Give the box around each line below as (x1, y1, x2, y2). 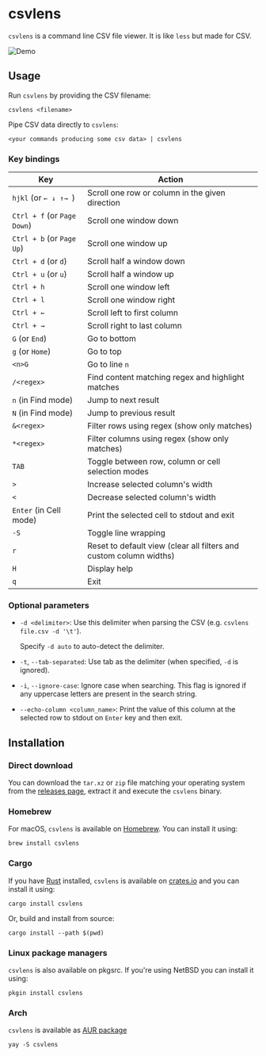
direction (86, 198, 120, 209)
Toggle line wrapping (86, 528, 166, 539)
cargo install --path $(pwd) (8, 929, 104, 937)
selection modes (86, 466, 149, 477)
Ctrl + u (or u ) (12, 269, 67, 280)
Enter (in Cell (12, 505, 61, 516)
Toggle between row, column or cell (86, 456, 221, 467)
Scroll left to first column (86, 307, 178, 318)
